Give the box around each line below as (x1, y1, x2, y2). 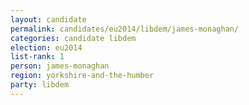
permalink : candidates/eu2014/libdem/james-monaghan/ (10, 24, 240, 34)
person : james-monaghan (10, 61, 110, 71)
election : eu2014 (10, 42, 83, 53)
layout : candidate (10, 14, 87, 25)
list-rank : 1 (10, 52, 65, 62)
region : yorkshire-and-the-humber (10, 71, 155, 81)
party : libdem (10, 80, 70, 90)
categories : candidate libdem (10, 33, 137, 43)
